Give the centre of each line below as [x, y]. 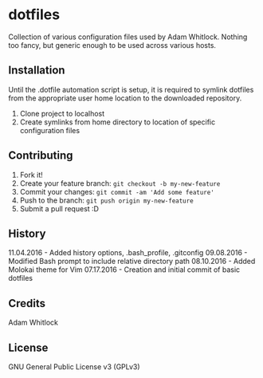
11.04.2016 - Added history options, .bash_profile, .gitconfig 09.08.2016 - [128, 253]
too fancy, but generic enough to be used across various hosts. [112, 45]
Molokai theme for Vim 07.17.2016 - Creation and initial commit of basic [124, 270]
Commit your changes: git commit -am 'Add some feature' [117, 191]
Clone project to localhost [62, 113]
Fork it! [31, 175]
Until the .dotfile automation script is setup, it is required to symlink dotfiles [131, 89]
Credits [27, 303]
